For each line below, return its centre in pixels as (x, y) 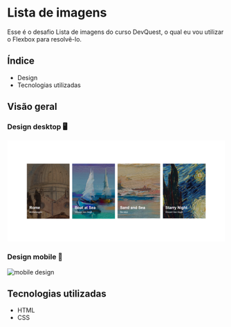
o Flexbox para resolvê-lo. (44, 39)
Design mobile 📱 (35, 257)
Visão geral (32, 107)
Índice (21, 61)
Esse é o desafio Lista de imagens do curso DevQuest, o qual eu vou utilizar (115, 32)
